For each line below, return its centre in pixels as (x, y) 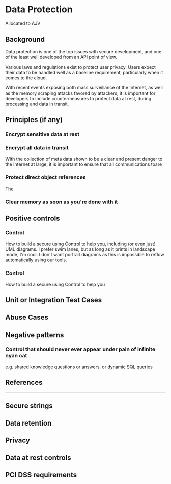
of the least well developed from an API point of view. (61, 57)
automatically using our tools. (36, 260)
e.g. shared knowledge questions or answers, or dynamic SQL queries (79, 367)
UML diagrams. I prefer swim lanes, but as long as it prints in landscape (80, 249)
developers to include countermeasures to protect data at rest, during (78, 98)
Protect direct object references (46, 177)
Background (25, 39)
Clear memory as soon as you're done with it (62, 202)
